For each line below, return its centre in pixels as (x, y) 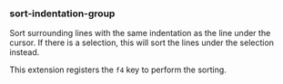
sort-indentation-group (62, 14)
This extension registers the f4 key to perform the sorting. (118, 70)
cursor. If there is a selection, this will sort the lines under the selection (142, 42)
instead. (25, 52)
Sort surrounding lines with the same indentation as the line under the (140, 33)
